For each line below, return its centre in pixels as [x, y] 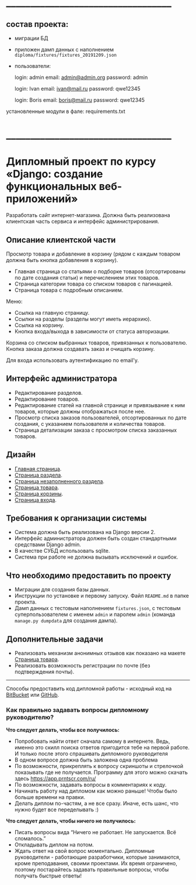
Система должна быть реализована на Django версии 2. [85, 532]
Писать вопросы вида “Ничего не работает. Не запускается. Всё [95, 832]
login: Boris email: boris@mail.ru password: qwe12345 [79, 100]
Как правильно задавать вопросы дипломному [77, 710]
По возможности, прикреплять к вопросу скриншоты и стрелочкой [99, 766]
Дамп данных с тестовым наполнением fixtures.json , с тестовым [97, 608]
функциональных [52, 187]
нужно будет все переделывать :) [57, 810]
